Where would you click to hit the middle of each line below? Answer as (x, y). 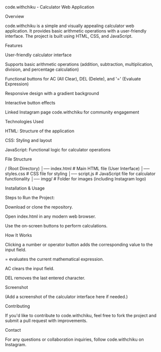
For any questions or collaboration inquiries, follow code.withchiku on (74, 339)
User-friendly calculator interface (38, 55)
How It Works (19, 235)
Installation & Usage (25, 188)
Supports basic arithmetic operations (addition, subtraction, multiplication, (79, 64)
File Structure (19, 159)
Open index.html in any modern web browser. (50, 216)
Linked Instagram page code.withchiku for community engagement (72, 112)
